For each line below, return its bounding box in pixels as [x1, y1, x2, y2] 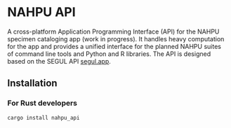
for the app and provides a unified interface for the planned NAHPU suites [7, 42, 221, 50]
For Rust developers [7, 99, 78, 108]
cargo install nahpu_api [7, 114, 80, 121]
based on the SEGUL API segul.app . [7, 57, 111, 65]
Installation [7, 78, 58, 90]
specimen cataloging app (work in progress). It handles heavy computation [7, 34, 225, 43]
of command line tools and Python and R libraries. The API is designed [7, 50, 211, 58]
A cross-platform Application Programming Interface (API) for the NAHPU [7, 27, 220, 36]
